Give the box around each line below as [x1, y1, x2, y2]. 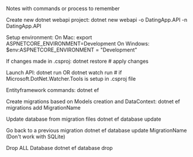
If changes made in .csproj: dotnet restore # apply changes [6, 58, 149, 64]
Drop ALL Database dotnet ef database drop [6, 145, 113, 151]
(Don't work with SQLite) [6, 133, 66, 140]
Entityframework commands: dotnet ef [6, 87, 99, 93]
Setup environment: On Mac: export [6, 34, 92, 40]
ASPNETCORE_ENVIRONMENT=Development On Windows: [6, 40, 150, 47]
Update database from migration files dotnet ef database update [6, 115, 161, 122]
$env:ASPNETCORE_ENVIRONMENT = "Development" [6, 46, 137, 53]
